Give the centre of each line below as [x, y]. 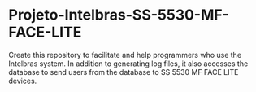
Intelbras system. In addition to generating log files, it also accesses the [128, 64]
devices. [23, 81]
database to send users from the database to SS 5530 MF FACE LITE [124, 72]
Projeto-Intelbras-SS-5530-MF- [119, 15]
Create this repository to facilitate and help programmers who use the [125, 55]
